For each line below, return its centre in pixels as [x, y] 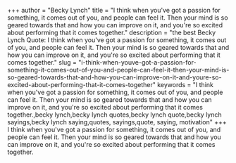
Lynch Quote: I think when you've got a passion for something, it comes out [117, 40]
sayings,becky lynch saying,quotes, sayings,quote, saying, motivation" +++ [117, 122]
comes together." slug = [42, 62]
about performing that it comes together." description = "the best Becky [112, 32]
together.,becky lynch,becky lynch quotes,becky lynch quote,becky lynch [114, 115]
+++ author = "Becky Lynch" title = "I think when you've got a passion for [114, 10]
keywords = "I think [185, 85]
